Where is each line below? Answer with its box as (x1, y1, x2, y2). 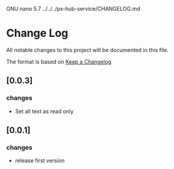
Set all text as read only (14, 107, 74, 114)
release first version (14, 157, 65, 164)
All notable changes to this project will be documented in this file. (6, 46, 169, 53)
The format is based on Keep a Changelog (6, 58, 112, 65)
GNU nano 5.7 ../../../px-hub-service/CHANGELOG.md (6, 5, 141, 12)
